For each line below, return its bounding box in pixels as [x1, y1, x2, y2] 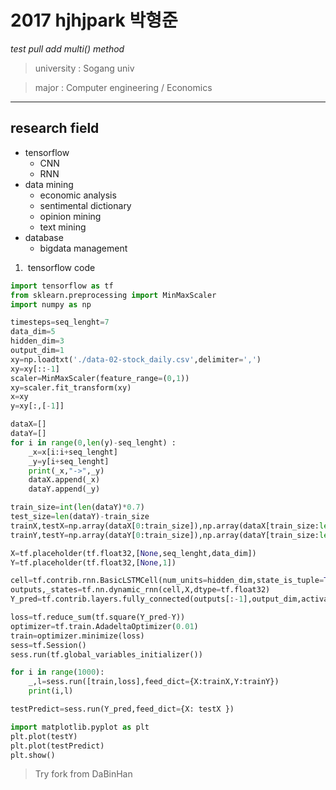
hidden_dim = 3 [10, 336, 65, 346]
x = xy [10, 392, 29, 402]
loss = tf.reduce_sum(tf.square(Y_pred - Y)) [10, 612, 186, 622]
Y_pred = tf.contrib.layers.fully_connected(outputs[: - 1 [10, 594, 244, 605]
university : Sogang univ [34, 62, 135, 74]
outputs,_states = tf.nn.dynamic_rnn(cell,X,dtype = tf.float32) [10, 585, 271, 595]
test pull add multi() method [10, 42, 125, 55]
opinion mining [39, 210, 102, 222]
